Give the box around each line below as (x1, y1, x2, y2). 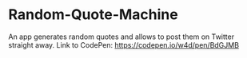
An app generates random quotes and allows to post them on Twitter (8, 32, 234, 41)
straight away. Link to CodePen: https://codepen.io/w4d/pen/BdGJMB (8, 40, 240, 49)
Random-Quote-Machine (8, 6, 178, 24)
